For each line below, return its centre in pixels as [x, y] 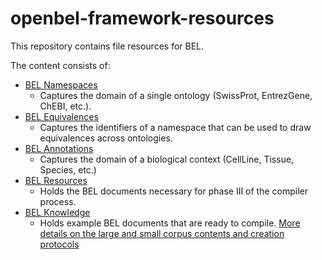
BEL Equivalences [61, 116]
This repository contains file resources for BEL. [107, 46]
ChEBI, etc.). [65, 106]
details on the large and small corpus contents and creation [162, 233]
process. [58, 201]
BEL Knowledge [57, 212]
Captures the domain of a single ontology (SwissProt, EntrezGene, [176, 95]
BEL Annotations [59, 148]
